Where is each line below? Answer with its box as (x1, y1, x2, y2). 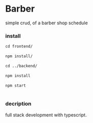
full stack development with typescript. (5, 112, 87, 118)
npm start (5, 83, 26, 89)
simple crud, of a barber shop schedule (5, 20, 88, 26)
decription (5, 100, 32, 107)
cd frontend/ (5, 44, 33, 49)
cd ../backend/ (5, 64, 38, 69)
